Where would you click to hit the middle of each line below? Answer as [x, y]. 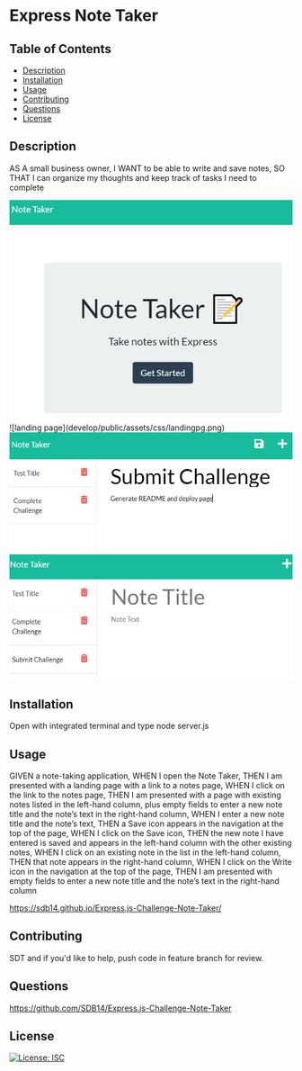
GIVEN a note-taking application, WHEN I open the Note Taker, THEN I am [146, 776]
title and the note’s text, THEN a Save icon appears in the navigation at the [147, 823]
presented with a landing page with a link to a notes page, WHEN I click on [147, 785]
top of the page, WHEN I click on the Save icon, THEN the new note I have [147, 832]
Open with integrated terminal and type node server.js [109, 726]
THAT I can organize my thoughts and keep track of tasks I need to [133, 177]
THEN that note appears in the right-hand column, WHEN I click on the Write [151, 861]
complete [27, 187]
